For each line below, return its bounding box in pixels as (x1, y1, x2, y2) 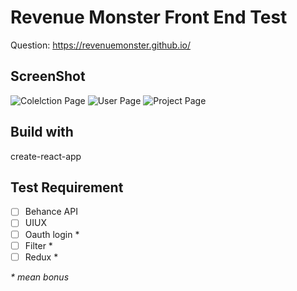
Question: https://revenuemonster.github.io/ (10, 39, 191, 51)
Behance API (24, 206, 78, 218)
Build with (10, 124, 74, 141)
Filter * (24, 239, 53, 251)
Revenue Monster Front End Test (10, 6, 288, 29)
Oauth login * (24, 228, 80, 240)
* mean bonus (10, 271, 70, 283)
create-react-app (10, 150, 82, 162)
